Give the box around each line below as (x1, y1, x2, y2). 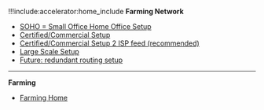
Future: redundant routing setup (19, 55, 123, 64)
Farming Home (19, 93, 68, 102)
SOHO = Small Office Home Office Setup (19, 22, 152, 31)
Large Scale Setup (19, 47, 80, 56)
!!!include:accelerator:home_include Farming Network (8, 7, 185, 16)
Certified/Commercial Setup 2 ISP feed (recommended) (19, 38, 200, 48)
